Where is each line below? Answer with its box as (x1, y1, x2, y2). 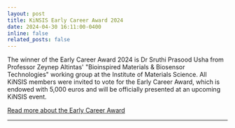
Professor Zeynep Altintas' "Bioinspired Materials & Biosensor (7, 63, 185, 71)
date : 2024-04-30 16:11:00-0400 (7, 23, 101, 30)
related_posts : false (7, 36, 71, 43)
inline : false (7, 29, 49, 37)
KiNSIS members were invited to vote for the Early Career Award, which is (7, 78, 220, 86)
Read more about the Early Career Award (7, 106, 126, 115)
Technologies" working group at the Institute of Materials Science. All (7, 71, 208, 79)
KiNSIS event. (7, 92, 47, 101)
